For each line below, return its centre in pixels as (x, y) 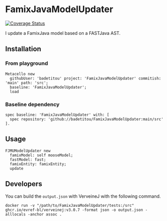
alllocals (16, 214)
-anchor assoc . (45, 214)
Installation (23, 49)
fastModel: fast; (28, 160)
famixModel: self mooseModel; (41, 155)
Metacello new (20, 74)
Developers (24, 184)
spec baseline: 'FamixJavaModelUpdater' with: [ (57, 115)
